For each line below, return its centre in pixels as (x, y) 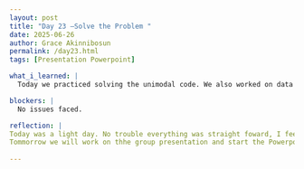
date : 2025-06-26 (42, 34)
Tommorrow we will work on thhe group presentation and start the (137, 142)
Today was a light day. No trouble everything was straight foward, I (145, 134)
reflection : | (36, 126)
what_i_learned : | (44, 76)
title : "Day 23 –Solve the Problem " (81, 26)
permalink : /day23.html (54, 52)
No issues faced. (50, 109)
